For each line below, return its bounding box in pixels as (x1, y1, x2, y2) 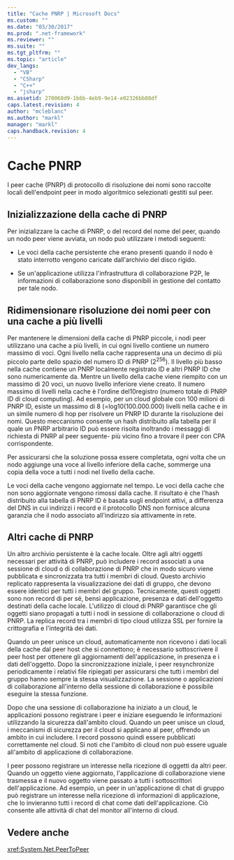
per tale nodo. (17, 284, 58, 293)
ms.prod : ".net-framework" (7, 29, 86, 37)
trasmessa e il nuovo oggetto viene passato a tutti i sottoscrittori (7, 777, 192, 785)
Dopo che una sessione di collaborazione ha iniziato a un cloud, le (7, 703, 198, 712)
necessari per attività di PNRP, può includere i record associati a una (7, 557, 205, 566)
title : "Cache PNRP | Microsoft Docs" (7, 10, 120, 18)
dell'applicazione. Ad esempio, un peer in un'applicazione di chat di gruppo (7, 784, 225, 792)
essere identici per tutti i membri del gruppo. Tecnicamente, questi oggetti (7, 587, 221, 595)
